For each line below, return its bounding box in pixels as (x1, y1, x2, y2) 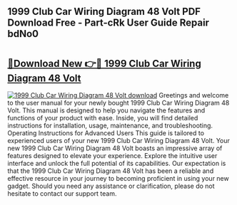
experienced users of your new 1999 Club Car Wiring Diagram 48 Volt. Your (7, 137, 231, 144)
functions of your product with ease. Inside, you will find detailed (7, 114, 198, 122)
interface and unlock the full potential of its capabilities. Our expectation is (7, 159, 226, 167)
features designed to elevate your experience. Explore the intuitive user (7, 152, 218, 159)
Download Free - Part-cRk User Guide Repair (7, 17, 209, 29)
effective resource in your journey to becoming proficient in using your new (7, 174, 230, 182)
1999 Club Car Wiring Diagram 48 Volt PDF (7, 6, 201, 18)
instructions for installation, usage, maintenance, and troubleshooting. (7, 121, 213, 130)
